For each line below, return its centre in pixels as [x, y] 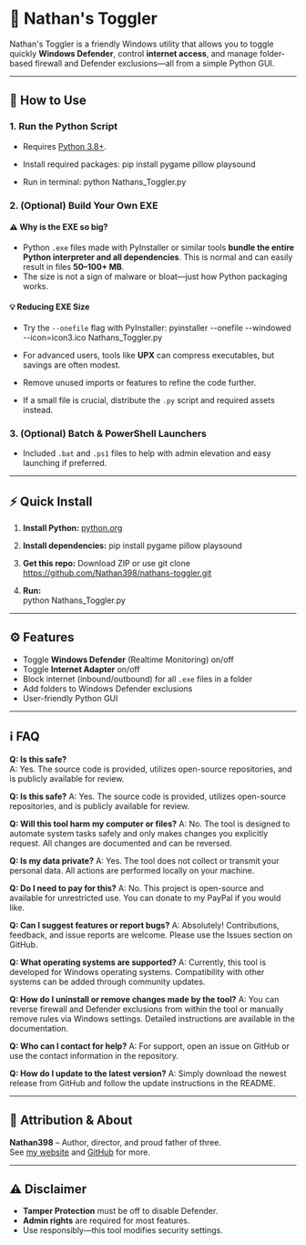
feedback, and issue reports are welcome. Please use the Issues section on [151, 935]
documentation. [39, 1028]
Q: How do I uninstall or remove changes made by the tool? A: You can [144, 999]
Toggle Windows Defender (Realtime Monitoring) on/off [128, 659]
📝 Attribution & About [71, 1120]
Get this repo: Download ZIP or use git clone [107, 564]
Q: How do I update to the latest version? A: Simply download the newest [148, 1073]
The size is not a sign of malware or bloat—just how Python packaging [155, 276]
